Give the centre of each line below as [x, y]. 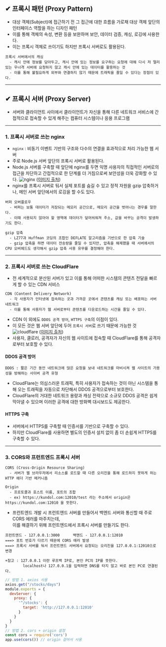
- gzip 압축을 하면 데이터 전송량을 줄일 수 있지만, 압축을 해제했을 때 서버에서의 [82, 243]
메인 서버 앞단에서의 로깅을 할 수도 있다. [57, 192]
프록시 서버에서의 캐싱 [24, 57]
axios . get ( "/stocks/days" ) [33, 584]
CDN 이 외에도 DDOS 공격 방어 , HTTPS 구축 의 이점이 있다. [65, 320]
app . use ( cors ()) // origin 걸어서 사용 [44, 640]
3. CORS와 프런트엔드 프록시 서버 [43, 457]
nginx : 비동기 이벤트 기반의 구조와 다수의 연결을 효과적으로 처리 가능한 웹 [83, 148]
